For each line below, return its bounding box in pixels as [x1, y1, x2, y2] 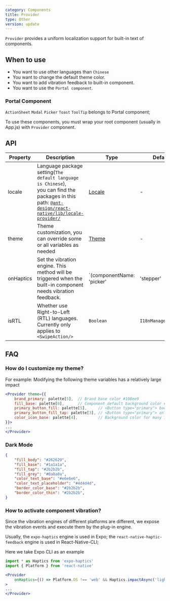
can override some [37, 235, 82, 242]
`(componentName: [88, 272, 135, 279]
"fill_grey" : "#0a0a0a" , [14, 471, 67, 477]
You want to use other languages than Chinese [12, 69, 109, 75]
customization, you [37, 229, 82, 236]
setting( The [37, 169, 63, 176]
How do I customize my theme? [5, 365, 84, 372]
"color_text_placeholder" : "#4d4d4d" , [14, 481, 96, 486]
